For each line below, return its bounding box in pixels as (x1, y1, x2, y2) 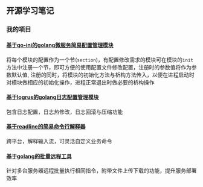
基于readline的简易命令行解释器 (6, 123, 86, 130)
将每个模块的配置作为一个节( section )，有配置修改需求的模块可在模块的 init (6, 56, 193, 63)
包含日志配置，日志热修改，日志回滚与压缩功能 (6, 108, 123, 115)
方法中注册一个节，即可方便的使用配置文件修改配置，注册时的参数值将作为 (6, 63, 192, 71)
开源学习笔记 (6, 5, 54, 16)
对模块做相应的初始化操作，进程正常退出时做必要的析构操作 (6, 78, 155, 86)
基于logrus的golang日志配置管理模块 (6, 93, 99, 101)
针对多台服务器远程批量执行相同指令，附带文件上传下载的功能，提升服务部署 (6, 167, 197, 174)
